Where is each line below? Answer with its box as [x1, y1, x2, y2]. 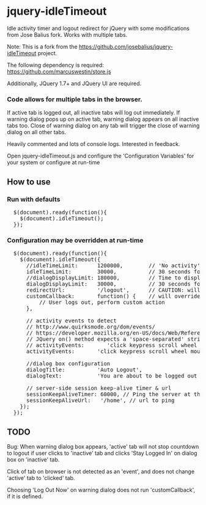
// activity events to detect [26, 317, 117, 324]
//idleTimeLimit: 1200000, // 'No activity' [26, 262, 200, 269]
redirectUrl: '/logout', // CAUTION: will [26, 287, 200, 294]
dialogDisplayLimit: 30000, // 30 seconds [26, 281, 191, 287]
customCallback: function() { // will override [26, 293, 200, 300]
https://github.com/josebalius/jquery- [79, 43, 174, 50]
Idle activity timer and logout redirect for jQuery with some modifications [7, 25, 190, 32]
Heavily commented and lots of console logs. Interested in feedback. [7, 140, 180, 148]
